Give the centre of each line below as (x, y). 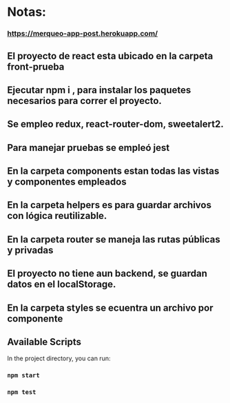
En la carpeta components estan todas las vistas (113, 171)
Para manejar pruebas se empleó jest (88, 148)
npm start (23, 375)
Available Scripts (44, 342)
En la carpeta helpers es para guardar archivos (109, 205)
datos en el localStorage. (62, 284)
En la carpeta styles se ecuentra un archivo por (110, 308)
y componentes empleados (67, 182)
